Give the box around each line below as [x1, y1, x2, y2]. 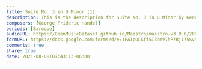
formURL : [6, 37, 28, 43]
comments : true [6, 43, 44, 49]
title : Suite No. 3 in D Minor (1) [6, 8, 96, 15]
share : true [6, 48, 36, 54]
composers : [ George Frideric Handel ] [6, 20, 101, 26]
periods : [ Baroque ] [6, 25, 55, 32]
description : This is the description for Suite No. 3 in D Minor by [6, 14, 185, 20]
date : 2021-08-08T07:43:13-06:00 [6, 53, 90, 59]
